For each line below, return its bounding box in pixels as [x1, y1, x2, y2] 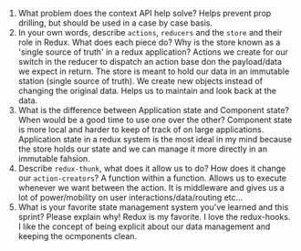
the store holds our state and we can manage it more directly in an [17, 143, 267, 154]
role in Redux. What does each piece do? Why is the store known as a [17, 37, 281, 47]
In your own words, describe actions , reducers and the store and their [17, 27, 283, 37]
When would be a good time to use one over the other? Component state [17, 114, 293, 125]
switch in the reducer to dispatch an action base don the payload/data [17, 57, 283, 67]
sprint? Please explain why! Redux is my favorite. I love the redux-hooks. [17, 212, 291, 222]
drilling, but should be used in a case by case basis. [17, 17, 213, 28]
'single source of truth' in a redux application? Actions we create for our [17, 47, 289, 58]
